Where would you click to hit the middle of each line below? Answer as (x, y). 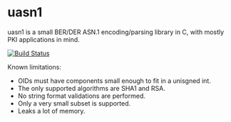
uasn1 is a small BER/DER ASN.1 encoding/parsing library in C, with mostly (116, 32)
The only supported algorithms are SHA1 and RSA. (91, 88)
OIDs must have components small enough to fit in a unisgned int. (114, 81)
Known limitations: (35, 67)
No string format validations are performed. (82, 96)
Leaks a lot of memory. (51, 111)
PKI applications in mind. (43, 39)
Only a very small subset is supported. (74, 103)
